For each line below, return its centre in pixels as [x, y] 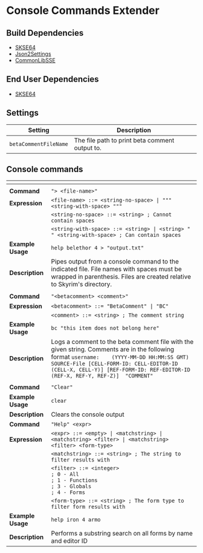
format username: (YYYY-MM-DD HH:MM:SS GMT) [120, 357]
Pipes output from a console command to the [115, 262]
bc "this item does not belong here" [105, 328]
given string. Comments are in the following [113, 349]
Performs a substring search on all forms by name [122, 534]
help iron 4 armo [76, 520]
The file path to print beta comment [124, 140]
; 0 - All [65, 474]
